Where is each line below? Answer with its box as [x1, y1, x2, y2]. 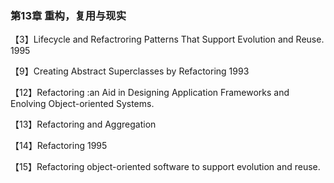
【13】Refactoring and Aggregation [10, 118, 157, 131]
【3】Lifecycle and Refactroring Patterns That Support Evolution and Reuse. [10, 33, 325, 46]
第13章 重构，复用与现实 [10, 8, 127, 22]
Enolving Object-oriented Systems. [10, 98, 155, 110]
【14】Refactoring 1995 [10, 140, 108, 152]
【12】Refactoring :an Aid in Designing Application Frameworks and [10, 87, 290, 99]
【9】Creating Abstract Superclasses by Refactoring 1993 [10, 65, 250, 77]
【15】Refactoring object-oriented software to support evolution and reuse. [10, 161, 321, 173]
